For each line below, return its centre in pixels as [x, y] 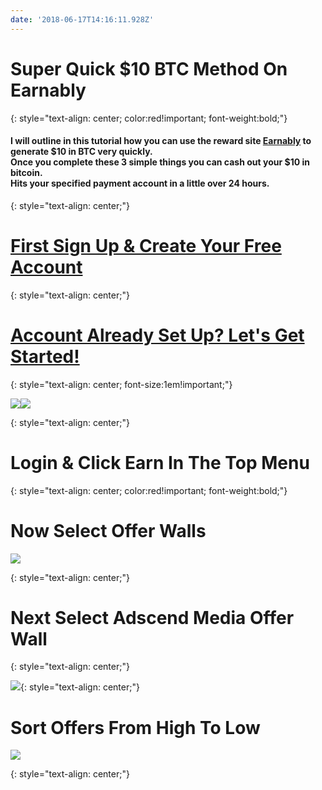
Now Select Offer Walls [108, 530]
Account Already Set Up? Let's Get [157, 335]
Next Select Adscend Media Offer [152, 617]
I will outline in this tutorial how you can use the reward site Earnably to [161, 141]
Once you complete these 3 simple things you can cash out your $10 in [160, 162]
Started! [45, 356]
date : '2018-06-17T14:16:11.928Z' [82, 19]
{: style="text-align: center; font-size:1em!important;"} [121, 384]
